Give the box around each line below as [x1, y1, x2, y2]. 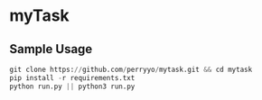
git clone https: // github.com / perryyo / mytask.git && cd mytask [9, 65, 253, 74]
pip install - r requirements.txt [9, 73, 136, 82]
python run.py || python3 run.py [9, 82, 136, 91]
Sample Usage [9, 41, 93, 57]
